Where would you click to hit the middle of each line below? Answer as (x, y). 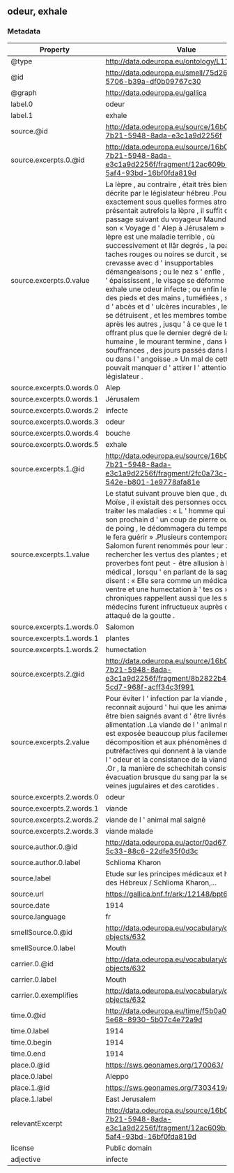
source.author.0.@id (44, 846)
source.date (30, 905)
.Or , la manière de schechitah (154, 768)
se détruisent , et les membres (155, 315)
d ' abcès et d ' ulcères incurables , (163, 307)
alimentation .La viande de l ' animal (164, 724)
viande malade (130, 831)
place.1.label (32, 1099)
